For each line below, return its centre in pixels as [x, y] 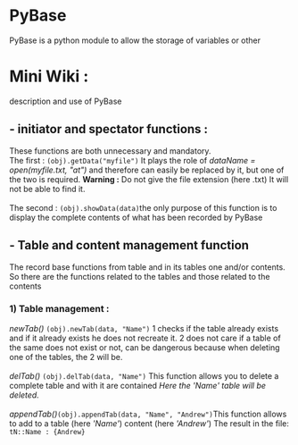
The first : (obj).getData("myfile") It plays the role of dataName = [132, 160]
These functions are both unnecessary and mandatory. [110, 151]
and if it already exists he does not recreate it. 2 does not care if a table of [145, 338]
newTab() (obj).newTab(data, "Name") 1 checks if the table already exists [144, 328]
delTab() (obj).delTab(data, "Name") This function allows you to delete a [144, 375]
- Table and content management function [129, 245]
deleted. [25, 395]
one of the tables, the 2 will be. [66, 357]
